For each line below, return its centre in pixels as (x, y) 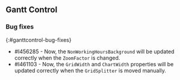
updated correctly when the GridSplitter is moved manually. (90, 70)
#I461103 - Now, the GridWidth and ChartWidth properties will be (94, 64)
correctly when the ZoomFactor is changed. (67, 58)
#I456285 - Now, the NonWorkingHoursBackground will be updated (94, 51)
